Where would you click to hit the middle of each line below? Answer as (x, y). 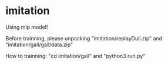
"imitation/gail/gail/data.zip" (39, 45)
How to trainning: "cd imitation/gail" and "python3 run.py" (75, 56)
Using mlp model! (27, 27)
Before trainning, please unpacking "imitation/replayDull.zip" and (84, 38)
